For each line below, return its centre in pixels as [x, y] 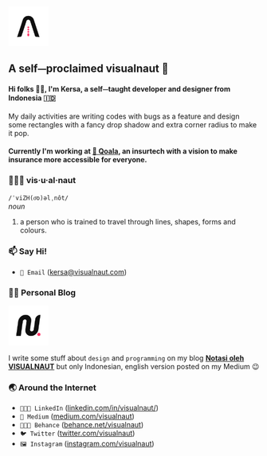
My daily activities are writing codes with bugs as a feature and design [124, 116]
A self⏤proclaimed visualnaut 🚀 [88, 69]
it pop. [19, 133]
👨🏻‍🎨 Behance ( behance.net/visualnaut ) [82, 425]
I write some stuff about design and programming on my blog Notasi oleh [126, 358]
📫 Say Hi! [28, 251]
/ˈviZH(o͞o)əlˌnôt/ [39, 198]
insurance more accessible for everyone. [78, 160]
